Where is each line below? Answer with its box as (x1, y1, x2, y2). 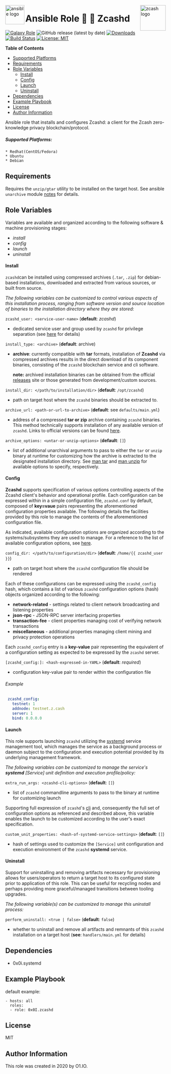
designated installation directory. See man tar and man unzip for (12, 458, 148, 464)
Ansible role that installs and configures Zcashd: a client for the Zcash (5, 119, 152, 125)
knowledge (5, 124, 29, 130)
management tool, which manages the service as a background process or (5, 743, 162, 749)
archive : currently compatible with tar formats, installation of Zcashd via (12, 351, 165, 357)
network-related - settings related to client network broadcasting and (12, 601, 160, 607)
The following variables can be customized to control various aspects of (5, 294, 158, 301)
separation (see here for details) (12, 331, 80, 337)
